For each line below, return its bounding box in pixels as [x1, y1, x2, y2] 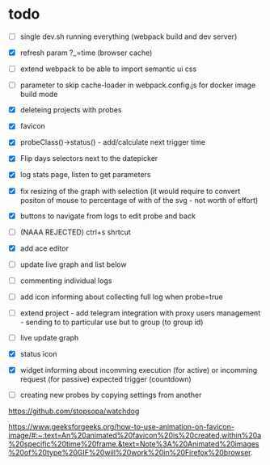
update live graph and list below [19, 260, 127, 269]
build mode [19, 90, 58, 99]
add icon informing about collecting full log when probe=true [19, 292, 224, 302]
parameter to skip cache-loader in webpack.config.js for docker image [19, 80, 256, 90]
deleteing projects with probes [19, 105, 122, 115]
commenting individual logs [19, 276, 112, 285]
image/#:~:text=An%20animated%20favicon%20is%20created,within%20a [8, 430, 262, 441]
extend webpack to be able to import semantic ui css [19, 64, 197, 74]
